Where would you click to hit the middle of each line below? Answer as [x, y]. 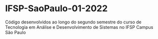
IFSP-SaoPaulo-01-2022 [56, 9]
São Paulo [16, 32]
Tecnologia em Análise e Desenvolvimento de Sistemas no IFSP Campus [79, 27]
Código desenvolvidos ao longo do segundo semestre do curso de [73, 22]
